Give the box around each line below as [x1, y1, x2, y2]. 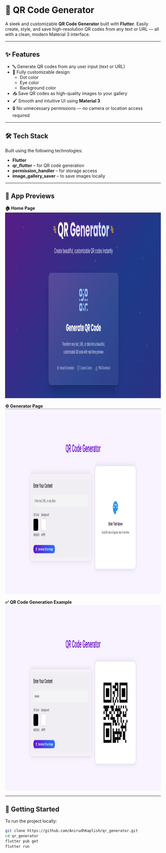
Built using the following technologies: [5, 147, 83, 153]
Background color [19, 85, 56, 91]
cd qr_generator [5, 834, 39, 839]
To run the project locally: [5, 818, 57, 824]
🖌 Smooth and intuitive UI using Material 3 [12, 97, 100, 103]
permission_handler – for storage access [12, 168, 97, 174]
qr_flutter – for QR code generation [12, 162, 84, 168]
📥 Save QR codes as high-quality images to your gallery [12, 90, 127, 96]
